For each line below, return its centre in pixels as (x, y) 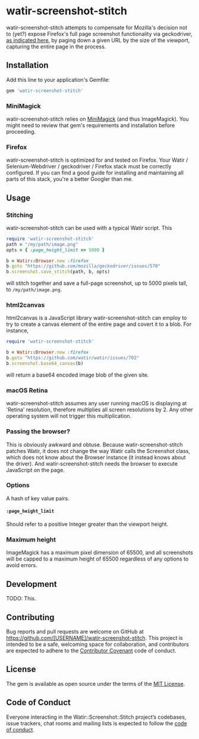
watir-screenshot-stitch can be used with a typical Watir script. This (89, 227)
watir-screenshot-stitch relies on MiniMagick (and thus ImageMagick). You (97, 119)
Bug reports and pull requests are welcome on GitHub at (75, 632)
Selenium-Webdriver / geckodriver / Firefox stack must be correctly (89, 167)
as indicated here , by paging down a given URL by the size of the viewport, (98, 40)
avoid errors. (22, 565)
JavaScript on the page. (36, 470)
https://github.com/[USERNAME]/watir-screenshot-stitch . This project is (94, 638)
